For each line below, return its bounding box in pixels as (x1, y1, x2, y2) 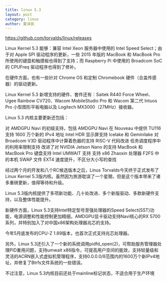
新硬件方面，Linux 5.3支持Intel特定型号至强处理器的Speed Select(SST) (5, 207, 151, 213)
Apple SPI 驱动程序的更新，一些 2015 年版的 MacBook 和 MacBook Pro (14, 51, 161, 57)
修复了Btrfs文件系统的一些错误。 (18, 259, 85, 265)
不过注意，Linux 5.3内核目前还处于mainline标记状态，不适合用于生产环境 (5, 270, 155, 276)
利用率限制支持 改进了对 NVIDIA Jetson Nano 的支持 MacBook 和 (9, 144, 143, 150)
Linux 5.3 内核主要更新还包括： (5, 114, 69, 120)
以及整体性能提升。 (13, 196, 53, 202)
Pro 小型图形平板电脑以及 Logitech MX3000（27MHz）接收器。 (5, 104, 136, 110)
